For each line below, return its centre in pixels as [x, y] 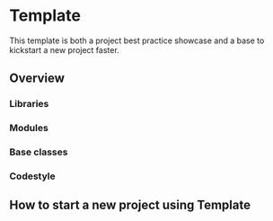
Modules [29, 128]
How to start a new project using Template [130, 205]
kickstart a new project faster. [64, 49]
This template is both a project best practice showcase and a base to [137, 40]
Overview [37, 79]
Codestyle [32, 176]
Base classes [39, 152]
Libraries [29, 104]
